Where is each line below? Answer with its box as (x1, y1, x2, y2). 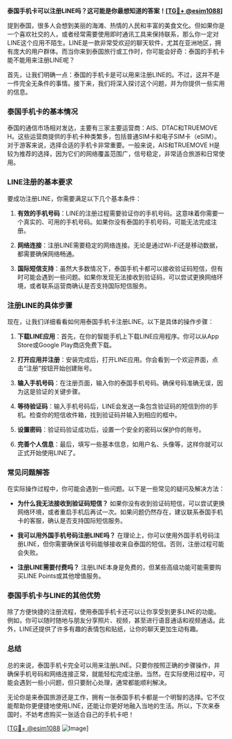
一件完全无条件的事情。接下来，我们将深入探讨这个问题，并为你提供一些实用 (7, 79, 225, 87)
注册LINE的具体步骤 (7, 300, 72, 310)
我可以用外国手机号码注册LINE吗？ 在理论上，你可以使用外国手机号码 (17, 531, 214, 539)
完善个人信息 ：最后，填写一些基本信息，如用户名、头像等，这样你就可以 (17, 440, 223, 448)
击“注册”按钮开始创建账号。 (17, 364, 96, 372)
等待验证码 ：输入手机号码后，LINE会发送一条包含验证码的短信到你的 (17, 402, 213, 410)
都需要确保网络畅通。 (17, 249, 78, 258)
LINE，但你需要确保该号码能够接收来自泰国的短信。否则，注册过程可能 (23, 540, 224, 548)
